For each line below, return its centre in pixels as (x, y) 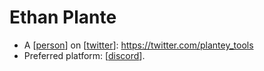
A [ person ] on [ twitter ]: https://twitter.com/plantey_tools (138, 45)
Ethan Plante (63, 17)
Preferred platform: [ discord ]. (84, 55)
